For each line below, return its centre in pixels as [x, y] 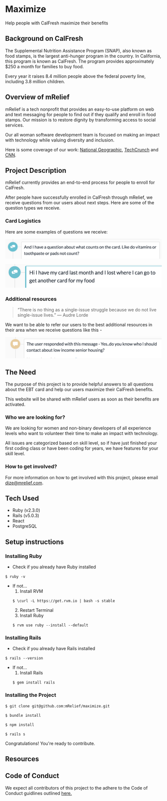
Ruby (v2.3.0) [26, 510]
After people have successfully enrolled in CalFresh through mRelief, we [79, 197]
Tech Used [22, 498]
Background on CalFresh [44, 39]
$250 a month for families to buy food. [44, 66]
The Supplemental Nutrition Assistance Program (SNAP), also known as [79, 50]
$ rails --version [24, 659]
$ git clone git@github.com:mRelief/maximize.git [58, 706]
